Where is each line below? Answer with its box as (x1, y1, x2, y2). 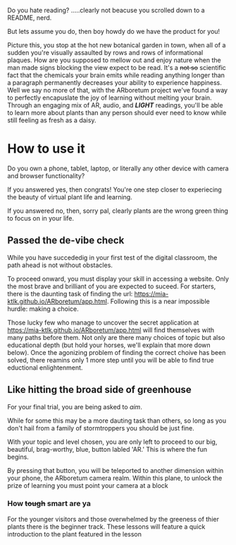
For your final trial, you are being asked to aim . (7, 402, 142, 411)
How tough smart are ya (7, 498, 92, 508)
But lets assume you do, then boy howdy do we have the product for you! (7, 28, 221, 35)
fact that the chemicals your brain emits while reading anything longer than (7, 71, 225, 79)
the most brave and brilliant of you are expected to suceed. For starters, (7, 282, 216, 291)
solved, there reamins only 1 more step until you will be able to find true (7, 356, 214, 364)
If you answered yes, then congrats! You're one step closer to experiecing (7, 185, 222, 194)
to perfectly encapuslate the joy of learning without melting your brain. (7, 93, 213, 102)
